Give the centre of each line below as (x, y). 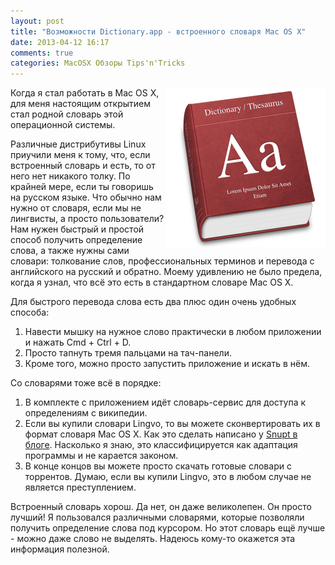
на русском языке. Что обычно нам (86, 197)
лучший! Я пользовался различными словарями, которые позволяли (157, 517)
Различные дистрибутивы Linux (78, 144)
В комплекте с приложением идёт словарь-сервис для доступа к (165, 402)
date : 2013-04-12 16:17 (60, 42)
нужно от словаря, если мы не (76, 208)
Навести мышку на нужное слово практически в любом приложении (173, 332)
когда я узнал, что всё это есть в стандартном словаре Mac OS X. (152, 282)
